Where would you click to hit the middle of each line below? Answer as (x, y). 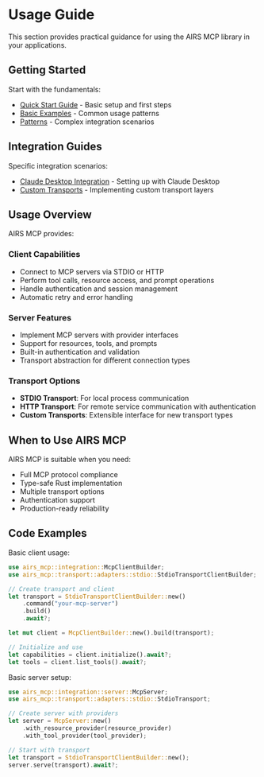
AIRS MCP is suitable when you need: (69, 460)
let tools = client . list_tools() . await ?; (78, 662)
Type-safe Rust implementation (71, 484)
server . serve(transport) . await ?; (63, 765)
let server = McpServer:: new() (60, 721)
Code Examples (48, 533)
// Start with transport (49, 750)
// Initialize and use (46, 647)
